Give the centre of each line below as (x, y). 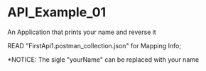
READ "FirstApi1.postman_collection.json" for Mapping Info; (94, 45)
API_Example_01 (57, 12)
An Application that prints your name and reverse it (82, 32)
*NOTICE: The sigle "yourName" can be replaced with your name (103, 59)
